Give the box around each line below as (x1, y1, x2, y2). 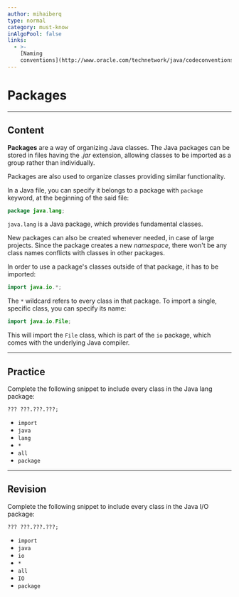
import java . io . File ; (7, 318, 72, 326)
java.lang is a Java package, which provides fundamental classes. (7, 220, 203, 228)
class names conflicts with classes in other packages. (7, 249, 165, 257)
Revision (7, 483, 47, 495)
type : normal (7, 17, 46, 24)
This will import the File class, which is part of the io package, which (7, 331, 211, 340)
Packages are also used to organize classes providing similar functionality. (7, 172, 225, 181)
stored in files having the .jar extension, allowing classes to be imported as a (7, 151, 231, 159)
